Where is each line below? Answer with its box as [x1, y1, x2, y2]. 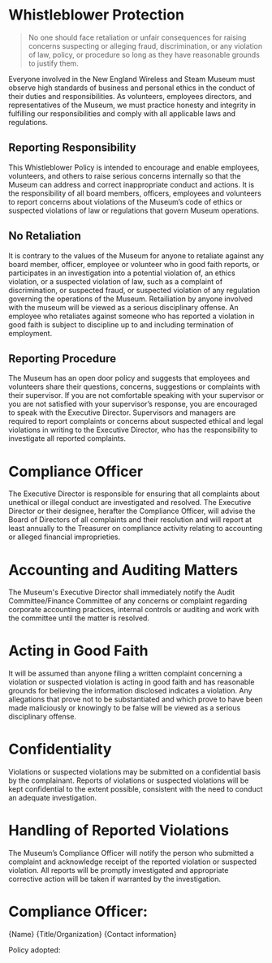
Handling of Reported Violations [8, 822, 230, 840]
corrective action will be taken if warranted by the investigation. [8, 874, 222, 884]
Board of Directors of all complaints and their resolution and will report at [8, 515, 253, 525]
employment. [8, 328, 53, 338]
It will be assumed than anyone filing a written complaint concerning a [8, 668, 243, 679]
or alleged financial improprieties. [8, 532, 120, 542]
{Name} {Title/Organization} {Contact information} [8, 930, 177, 939]
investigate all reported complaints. [8, 434, 126, 443]
